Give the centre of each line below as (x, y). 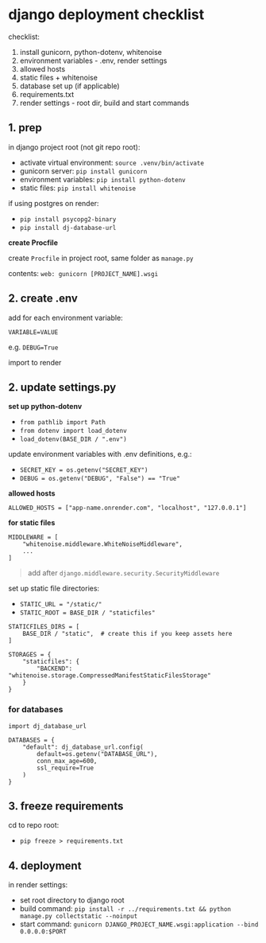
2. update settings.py (62, 387)
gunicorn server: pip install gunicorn (83, 171)
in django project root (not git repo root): (74, 147)
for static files (32, 523)
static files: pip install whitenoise (78, 188)
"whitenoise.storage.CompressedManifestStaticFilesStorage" (110, 676)
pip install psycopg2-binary (68, 219)
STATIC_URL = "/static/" (61, 605)
